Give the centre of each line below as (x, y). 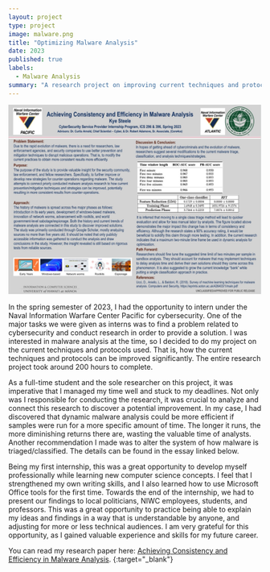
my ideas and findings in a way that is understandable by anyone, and (124, 518)
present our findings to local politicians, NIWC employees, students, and (128, 501)
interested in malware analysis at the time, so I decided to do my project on (133, 342)
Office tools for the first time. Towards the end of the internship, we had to (131, 492)
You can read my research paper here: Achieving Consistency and (118, 551)
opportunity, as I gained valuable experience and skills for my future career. (133, 535)
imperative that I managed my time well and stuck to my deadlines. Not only (134, 392)
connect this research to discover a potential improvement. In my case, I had (135, 408)
